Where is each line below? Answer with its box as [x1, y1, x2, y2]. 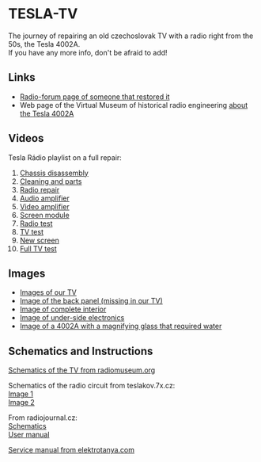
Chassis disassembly [19, 168, 89, 178]
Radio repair [19, 185, 60, 194]
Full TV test [19, 243, 57, 254]
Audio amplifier [19, 193, 70, 203]
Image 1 [8, 389, 34, 399]
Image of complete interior [19, 304, 107, 314]
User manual [8, 430, 50, 440]
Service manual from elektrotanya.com [8, 445, 135, 455]
